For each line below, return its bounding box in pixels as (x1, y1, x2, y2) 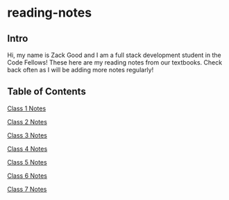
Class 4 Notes (7, 144, 48, 153)
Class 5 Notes (7, 158, 47, 166)
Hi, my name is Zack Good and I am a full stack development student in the (7, 51, 221, 59)
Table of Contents (7, 85, 87, 98)
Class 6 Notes (7, 172, 47, 180)
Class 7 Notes (7, 185, 47, 193)
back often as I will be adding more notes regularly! (7, 66, 154, 74)
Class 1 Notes (7, 104, 46, 112)
